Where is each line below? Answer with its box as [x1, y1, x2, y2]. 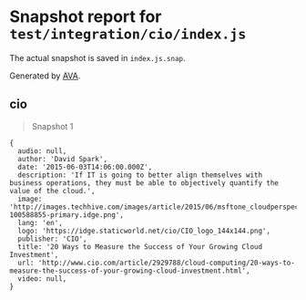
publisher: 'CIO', [17, 234, 88, 243]
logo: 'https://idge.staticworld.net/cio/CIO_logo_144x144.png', [17, 226, 271, 235]
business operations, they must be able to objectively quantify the [9, 178, 280, 188]
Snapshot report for [9, 6, 162, 27]
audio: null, [17, 146, 67, 156]
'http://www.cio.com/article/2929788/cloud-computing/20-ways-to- [37, 258, 296, 267]
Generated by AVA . [9, 70, 81, 81]
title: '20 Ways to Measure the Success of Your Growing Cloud [17, 242, 262, 252]
